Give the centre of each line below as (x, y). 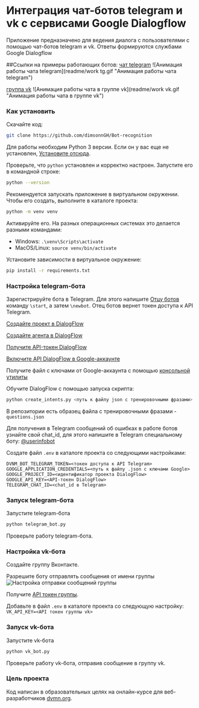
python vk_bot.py (28, 651)
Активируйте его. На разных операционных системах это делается (93, 223)
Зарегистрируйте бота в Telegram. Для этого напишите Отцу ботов (93, 299)
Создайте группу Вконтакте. (43, 565)
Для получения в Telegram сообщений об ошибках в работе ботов (92, 428)
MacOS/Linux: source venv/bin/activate (66, 248)
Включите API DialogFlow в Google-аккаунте (63, 359)
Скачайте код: (25, 124)
